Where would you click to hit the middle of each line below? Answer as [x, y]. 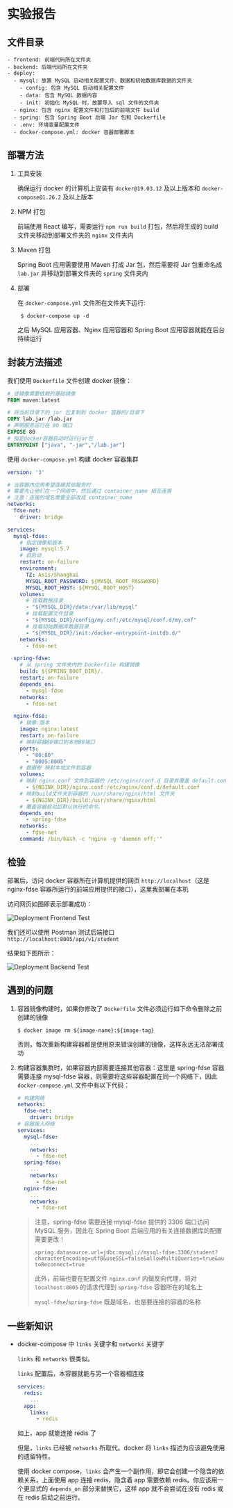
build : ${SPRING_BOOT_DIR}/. [62, 671]
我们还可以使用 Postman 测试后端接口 [61, 932]
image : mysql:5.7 [45, 549]
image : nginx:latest [49, 729]
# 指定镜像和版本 [41, 543]
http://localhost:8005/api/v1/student [63, 939]
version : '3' [26, 472]
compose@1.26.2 [39, 197]
